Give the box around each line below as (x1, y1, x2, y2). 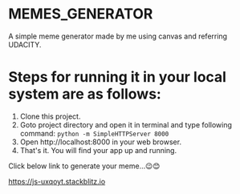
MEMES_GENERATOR (8, 5, 153, 23)
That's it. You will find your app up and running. (19, 145, 177, 155)
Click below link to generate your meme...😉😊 (8, 161, 161, 171)
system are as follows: (8, 85, 162, 103)
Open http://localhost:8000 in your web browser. (19, 137, 182, 147)
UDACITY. (8, 39, 42, 49)
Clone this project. (19, 111, 81, 121)
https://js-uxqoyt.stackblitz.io (8, 176, 106, 186)
